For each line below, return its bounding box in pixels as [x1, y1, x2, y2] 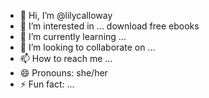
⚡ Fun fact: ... [19, 78, 75, 90]
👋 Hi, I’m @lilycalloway [19, 10, 113, 21]
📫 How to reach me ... [19, 53, 113, 64]
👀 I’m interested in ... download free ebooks [19, 20, 200, 32]
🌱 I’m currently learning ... [19, 31, 127, 42]
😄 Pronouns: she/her [19, 67, 108, 79]
